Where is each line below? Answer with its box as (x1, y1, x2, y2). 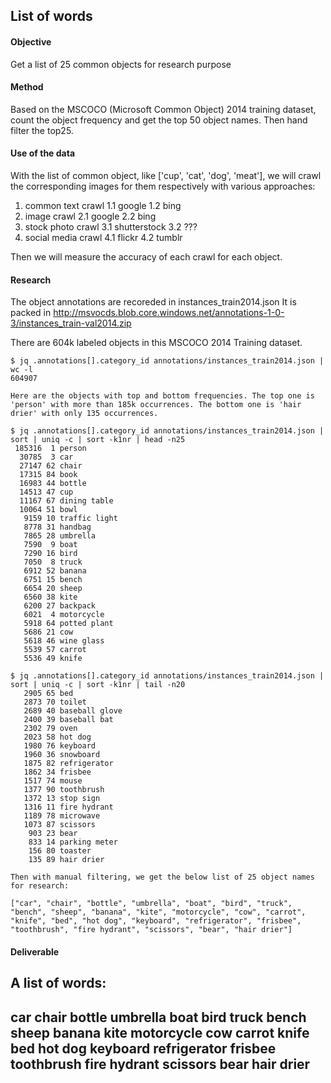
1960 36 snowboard (23, 750, 101, 760)
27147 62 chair (19, 461, 83, 471)
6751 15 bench (23, 575, 83, 585)
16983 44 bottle (19, 479, 87, 489)
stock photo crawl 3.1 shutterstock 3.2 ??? (24, 221, 198, 233)
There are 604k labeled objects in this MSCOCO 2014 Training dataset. (10, 337, 303, 349)
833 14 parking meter (28, 837, 118, 848)
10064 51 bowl (19, 505, 78, 515)
